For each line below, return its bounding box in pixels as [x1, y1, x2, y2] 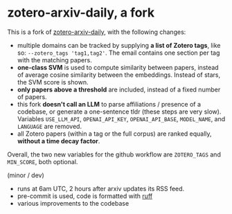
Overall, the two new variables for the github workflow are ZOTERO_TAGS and [7, 150, 222, 159]
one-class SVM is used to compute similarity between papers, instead [17, 63, 220, 71]
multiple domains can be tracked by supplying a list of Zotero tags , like [17, 41, 221, 49]
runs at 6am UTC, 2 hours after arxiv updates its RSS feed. [17, 184, 185, 193]
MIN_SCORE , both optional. [7, 157, 78, 166]
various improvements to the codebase [17, 199, 130, 207]
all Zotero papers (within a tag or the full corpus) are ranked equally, [17, 130, 213, 138]
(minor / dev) [7, 171, 45, 179]
